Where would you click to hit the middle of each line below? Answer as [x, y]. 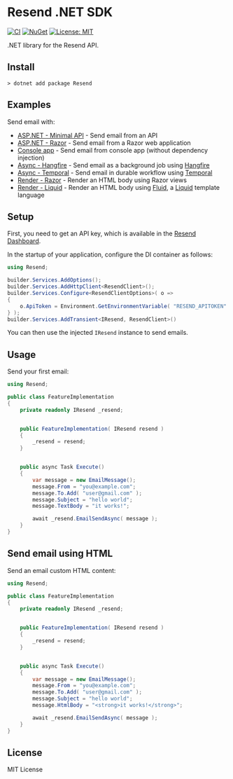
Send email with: [31, 122]
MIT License [25, 770]
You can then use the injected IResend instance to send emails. [98, 333]
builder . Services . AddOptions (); [54, 280]
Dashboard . [24, 241]
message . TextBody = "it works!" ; [81, 506]
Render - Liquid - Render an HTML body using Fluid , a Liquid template [119, 187]
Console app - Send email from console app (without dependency [113, 150]
